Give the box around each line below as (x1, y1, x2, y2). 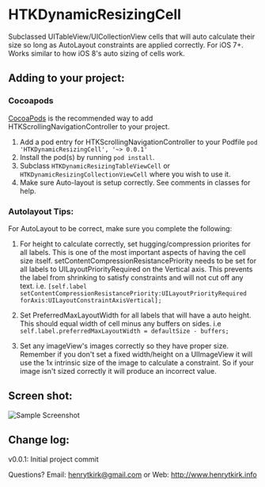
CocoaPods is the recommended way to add (8, 113, 153, 123)
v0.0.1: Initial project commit (8, 454, 99, 464)
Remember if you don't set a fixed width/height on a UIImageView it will (19, 349, 253, 359)
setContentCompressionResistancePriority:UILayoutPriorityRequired (19, 289, 247, 298)
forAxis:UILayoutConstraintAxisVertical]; (19, 296, 162, 304)
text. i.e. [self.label (19, 281, 87, 291)
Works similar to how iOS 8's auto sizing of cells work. (8, 48, 185, 58)
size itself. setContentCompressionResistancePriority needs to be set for (19, 256, 257, 265)
